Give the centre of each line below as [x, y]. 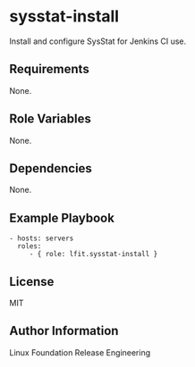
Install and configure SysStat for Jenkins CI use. [98, 41]
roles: [30, 246]
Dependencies [51, 168]
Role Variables [50, 119]
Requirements [49, 69]
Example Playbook [62, 217]
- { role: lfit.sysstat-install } [93, 254]
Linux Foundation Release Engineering [80, 352]
